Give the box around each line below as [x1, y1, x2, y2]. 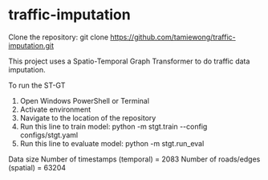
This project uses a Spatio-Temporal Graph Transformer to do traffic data [8, 56, 250, 66]
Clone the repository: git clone [8, 32, 109, 42]
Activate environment [19, 104, 91, 114]
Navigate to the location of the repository [19, 112, 156, 122]
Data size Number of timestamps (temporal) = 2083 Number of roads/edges [8, 154, 261, 164]
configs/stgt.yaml [19, 130, 79, 140]
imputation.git [8, 40, 55, 50]
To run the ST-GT [8, 80, 66, 90]
